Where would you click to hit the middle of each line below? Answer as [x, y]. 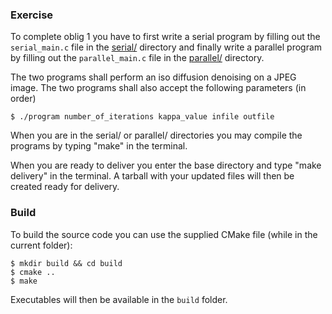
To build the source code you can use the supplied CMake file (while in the [164, 234]
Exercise [32, 15]
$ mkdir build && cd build [66, 263]
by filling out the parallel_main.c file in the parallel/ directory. [137, 58]
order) [23, 99]
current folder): [41, 245]
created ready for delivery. [65, 187]
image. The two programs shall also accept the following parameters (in [158, 88]
